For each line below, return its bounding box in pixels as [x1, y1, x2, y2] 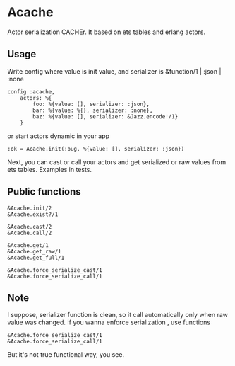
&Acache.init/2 [7, 205, 52, 212]
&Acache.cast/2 [7, 223, 52, 230]
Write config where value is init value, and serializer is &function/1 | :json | [7, 67, 222, 75]
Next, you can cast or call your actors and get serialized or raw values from [7, 157, 227, 166]
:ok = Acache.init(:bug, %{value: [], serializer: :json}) [7, 145, 185, 152]
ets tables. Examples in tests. [7, 165, 92, 173]
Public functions [7, 185, 81, 198]
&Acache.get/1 [7, 241, 49, 248]
